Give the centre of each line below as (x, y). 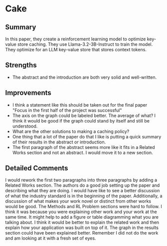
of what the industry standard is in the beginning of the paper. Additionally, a (84, 196)
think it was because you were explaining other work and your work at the (81, 212)
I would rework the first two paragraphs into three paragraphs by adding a (81, 180)
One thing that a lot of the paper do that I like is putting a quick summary (87, 136)
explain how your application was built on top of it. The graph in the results (82, 228)
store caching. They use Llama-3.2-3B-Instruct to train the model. (85, 44)
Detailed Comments (37, 168)
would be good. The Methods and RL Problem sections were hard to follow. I (83, 207)
